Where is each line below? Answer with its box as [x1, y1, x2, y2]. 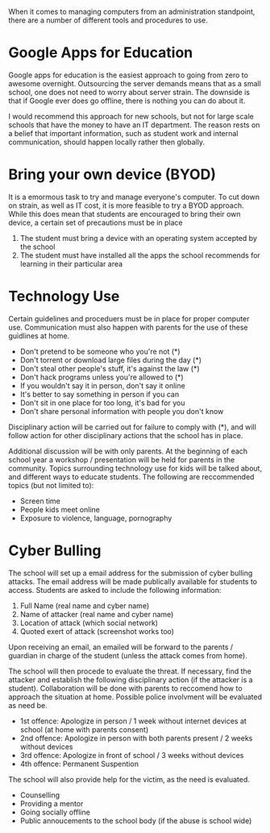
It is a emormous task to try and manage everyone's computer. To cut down [8, 192, 260, 201]
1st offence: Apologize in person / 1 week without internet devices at [19, 716, 247, 726]
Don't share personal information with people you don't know [19, 406, 224, 416]
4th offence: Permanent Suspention [19, 759, 139, 769]
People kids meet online [19, 504, 101, 514]
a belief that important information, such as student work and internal [8, 128, 239, 138]
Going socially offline [19, 807, 90, 817]
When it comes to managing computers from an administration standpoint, [8, 7, 255, 16]
